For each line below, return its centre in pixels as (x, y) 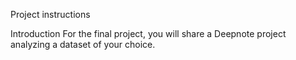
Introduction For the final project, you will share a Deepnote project (148, 33)
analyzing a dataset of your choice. (83, 44)
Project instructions (50, 14)
